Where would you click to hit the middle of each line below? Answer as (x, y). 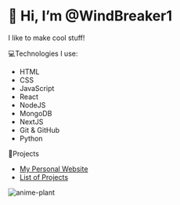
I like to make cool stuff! (47, 38)
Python (31, 138)
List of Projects (44, 177)
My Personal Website (54, 169)
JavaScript (37, 88)
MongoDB (36, 113)
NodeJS (32, 104)
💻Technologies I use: (43, 53)
